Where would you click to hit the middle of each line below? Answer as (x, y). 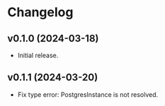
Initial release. (38, 55)
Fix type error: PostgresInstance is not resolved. (88, 94)
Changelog (40, 12)
